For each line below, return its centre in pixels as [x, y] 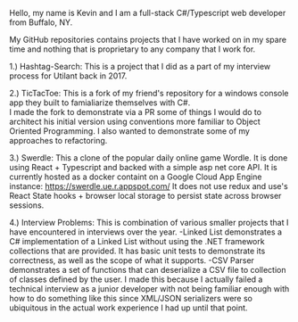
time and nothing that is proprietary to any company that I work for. [132, 49]
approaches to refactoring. [58, 140]
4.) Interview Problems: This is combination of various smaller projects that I [149, 223]
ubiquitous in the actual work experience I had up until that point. [128, 308]
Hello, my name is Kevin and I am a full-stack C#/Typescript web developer [148, 13]
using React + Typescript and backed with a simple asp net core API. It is [144, 167]
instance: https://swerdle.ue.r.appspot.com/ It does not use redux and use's [149, 186]
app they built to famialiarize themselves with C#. [100, 103]
